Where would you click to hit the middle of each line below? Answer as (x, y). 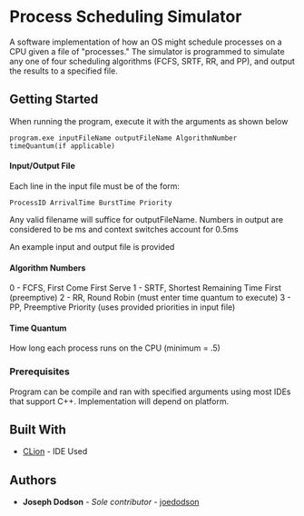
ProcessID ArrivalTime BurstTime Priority (91, 203)
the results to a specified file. (64, 71)
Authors (33, 480)
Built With (38, 430)
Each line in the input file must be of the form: (94, 186)
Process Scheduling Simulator (126, 17)
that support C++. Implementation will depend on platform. (119, 401)
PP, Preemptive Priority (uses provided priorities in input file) (123, 307)
